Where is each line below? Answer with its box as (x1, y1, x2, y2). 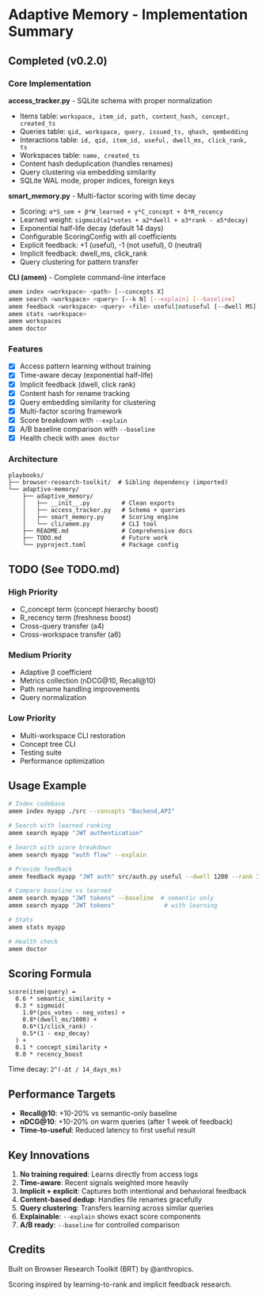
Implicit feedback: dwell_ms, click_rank (19, 248, 148, 258)
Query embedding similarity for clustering (19, 397, 156, 406)
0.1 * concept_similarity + (15, 1044, 108, 1052)
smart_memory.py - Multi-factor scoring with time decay (8, 191, 196, 200)
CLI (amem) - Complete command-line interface (8, 272, 166, 282)
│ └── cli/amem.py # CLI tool (22, 520, 158, 529)
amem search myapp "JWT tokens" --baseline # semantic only (8, 895, 215, 903)
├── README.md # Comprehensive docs (22, 527, 193, 535)
